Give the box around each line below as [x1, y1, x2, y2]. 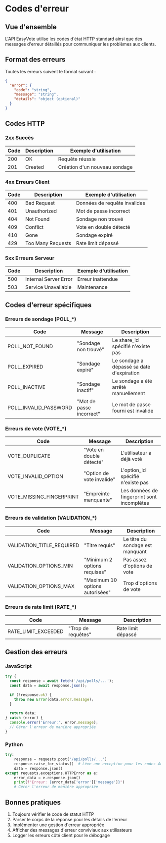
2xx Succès [5, 134, 34, 141]
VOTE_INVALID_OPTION [7, 473, 63, 480]
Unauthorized [25, 208, 57, 214]
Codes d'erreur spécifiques [5, 301, 92, 309]
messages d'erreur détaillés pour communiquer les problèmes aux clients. [5, 41, 157, 47]
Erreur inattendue [77, 276, 118, 283]
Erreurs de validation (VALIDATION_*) [5, 515, 97, 522]
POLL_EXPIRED [7, 363, 43, 370]
